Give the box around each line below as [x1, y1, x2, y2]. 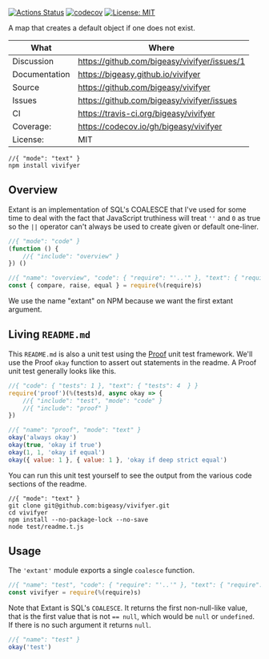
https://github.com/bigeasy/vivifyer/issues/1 [78, 56, 246, 67]
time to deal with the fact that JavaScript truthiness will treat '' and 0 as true [8, 213, 261, 222]
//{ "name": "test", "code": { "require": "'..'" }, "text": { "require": [8, 581, 263, 589]
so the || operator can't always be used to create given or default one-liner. [8, 222, 259, 231]
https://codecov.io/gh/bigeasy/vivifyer [78, 121, 223, 132]
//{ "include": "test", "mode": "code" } [22, 397, 163, 405]
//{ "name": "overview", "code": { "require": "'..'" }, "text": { [8, 274, 239, 283]
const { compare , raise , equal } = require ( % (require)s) [8, 282, 203, 290]
